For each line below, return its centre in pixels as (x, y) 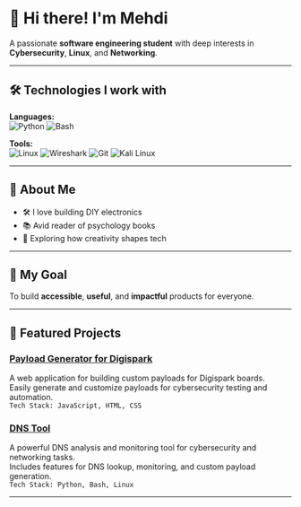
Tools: (21, 144)
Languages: (32, 117)
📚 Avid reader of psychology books (89, 225)
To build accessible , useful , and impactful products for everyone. (132, 296)
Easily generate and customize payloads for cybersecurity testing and (138, 388)
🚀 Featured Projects (65, 332)
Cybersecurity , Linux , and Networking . (84, 52)
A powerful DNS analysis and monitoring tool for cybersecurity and (133, 448)
